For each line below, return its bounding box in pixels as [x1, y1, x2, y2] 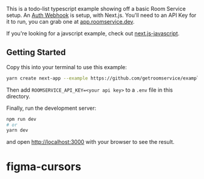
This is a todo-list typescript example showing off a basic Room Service [6, 5, 186, 12]
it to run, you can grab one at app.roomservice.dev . [6, 18, 135, 25]
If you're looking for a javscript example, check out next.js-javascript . [6, 30, 180, 37]
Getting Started [6, 47, 66, 58]
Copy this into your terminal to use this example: [6, 63, 127, 70]
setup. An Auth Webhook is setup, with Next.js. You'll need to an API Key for [6, 12, 197, 19]
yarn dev [6, 127, 29, 133]
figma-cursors [6, 160, 81, 174]
